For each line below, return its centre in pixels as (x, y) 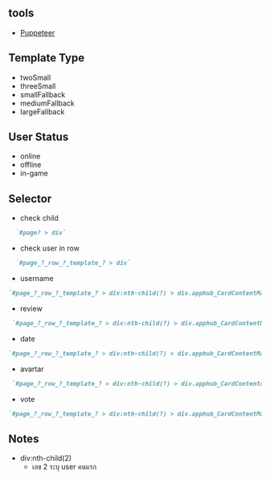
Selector (30, 199)
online (30, 156)
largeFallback (42, 111)
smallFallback (43, 94)
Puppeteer (37, 32)
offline (31, 165)
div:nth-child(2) (46, 458)
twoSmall (35, 77)
